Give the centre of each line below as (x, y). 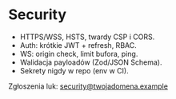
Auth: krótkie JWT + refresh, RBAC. (78, 45)
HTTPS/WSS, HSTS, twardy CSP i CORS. (87, 37)
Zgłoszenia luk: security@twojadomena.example (88, 86)
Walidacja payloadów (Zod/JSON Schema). (91, 62)
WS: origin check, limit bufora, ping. (79, 53)
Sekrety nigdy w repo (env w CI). (74, 70)
